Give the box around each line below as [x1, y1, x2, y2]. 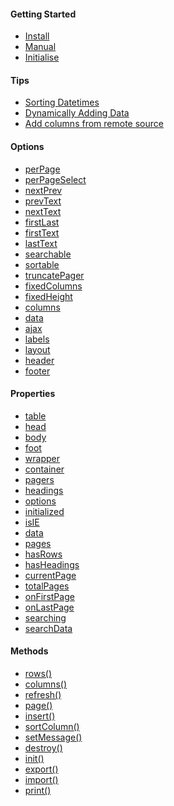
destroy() [24, 742, 63, 754]
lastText [24, 237, 58, 249]
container [24, 463, 65, 475]
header [24, 354, 55, 366]
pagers [24, 473, 55, 485]
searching [24, 611, 67, 624]
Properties [10, 388, 56, 400]
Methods [10, 645, 49, 657]
